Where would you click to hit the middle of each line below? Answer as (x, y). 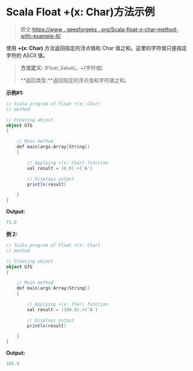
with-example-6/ (41, 36)
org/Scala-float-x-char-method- (139, 29)
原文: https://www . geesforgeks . (60, 29)
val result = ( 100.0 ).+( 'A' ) (63, 309)
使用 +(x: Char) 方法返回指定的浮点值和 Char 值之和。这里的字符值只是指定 (96, 48)
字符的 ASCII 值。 (27, 55)
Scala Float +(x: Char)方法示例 (80, 12)
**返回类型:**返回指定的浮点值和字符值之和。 (75, 80)
